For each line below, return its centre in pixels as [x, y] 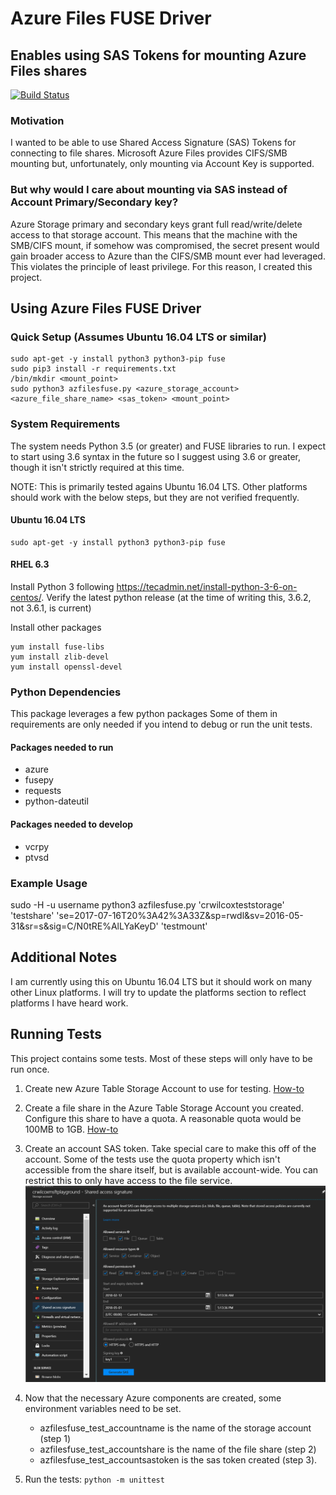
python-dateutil [56, 801]
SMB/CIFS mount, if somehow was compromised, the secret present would [165, 245]
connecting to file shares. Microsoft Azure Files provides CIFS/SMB [149, 153]
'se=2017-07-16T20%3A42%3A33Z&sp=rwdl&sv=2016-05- [180, 915]
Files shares [49, 70]
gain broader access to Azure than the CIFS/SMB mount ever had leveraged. [168, 256]
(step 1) [55, 1438]
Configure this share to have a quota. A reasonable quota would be [163, 1118]
